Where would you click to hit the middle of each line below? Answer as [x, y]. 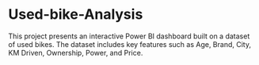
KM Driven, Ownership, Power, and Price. [76, 52]
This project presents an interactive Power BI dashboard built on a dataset [129, 36]
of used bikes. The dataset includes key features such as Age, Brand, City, [130, 44]
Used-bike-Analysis [76, 14]
